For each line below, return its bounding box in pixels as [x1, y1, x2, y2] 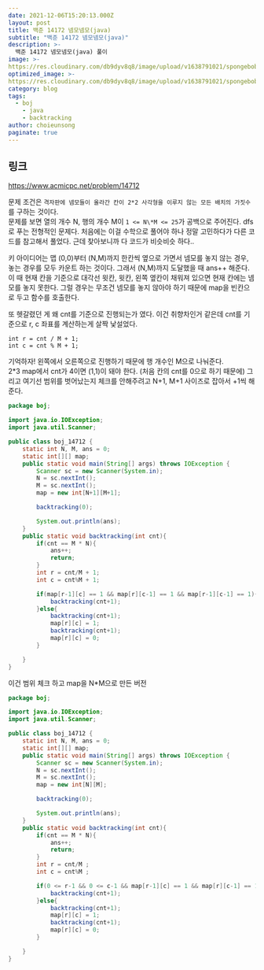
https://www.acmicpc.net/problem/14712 [8, 181, 140, 191]
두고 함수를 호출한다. [16, 293, 80, 302]
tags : [8, 92, 26, 100]
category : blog [8, 84, 58, 93]
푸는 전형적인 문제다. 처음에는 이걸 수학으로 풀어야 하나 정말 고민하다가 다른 [16, 227, 247, 236]
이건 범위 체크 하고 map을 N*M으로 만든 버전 [8, 678, 147, 687]
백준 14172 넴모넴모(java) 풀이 [15, 48, 108, 56]
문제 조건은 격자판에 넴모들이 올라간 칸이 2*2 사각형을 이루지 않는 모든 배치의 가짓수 [8, 198, 251, 207]
